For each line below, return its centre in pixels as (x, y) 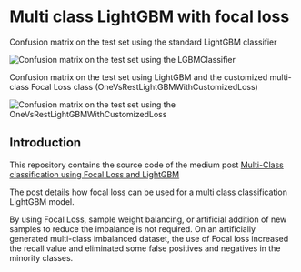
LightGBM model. (42, 201)
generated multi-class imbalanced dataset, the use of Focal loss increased (149, 238)
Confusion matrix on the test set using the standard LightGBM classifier (143, 42)
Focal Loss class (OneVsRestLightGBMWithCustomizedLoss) (145, 86)
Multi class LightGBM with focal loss (150, 17)
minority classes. (41, 257)
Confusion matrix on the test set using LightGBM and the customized (139, 77)
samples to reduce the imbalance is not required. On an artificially (133, 228)
